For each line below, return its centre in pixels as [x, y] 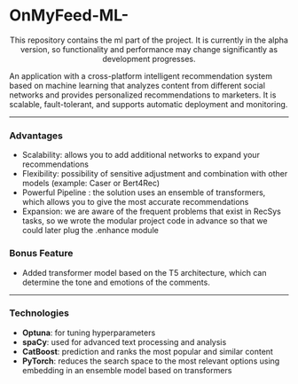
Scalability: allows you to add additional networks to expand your [141, 155]
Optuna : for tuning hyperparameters [89, 333]
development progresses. [149, 59]
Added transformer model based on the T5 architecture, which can [144, 272]
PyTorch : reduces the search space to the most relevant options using [151, 361]
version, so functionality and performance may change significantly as [149, 49]
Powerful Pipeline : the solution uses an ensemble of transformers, [144, 192]
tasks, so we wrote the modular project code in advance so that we [145, 221]
